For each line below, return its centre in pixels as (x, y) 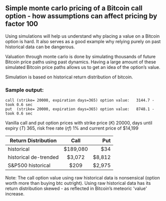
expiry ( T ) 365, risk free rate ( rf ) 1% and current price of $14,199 (72, 128)
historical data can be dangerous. (40, 47)
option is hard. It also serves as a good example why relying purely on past (83, 41)
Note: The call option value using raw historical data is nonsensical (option (83, 178)
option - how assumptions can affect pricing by (81, 16)
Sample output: (24, 90)
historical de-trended (33, 157)
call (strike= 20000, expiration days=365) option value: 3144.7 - (80, 100)
